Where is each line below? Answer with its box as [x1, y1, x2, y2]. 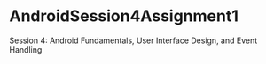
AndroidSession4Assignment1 [9, 6, 239, 26]
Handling [9, 44, 43, 54]
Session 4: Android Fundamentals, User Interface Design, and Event [9, 35, 258, 46]
